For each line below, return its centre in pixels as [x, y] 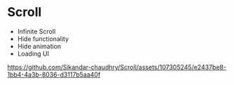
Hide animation [39, 46]
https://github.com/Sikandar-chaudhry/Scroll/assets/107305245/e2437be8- [117, 67]
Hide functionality [43, 38]
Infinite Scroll [36, 31]
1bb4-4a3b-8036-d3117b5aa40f [54, 75]
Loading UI [33, 54]
